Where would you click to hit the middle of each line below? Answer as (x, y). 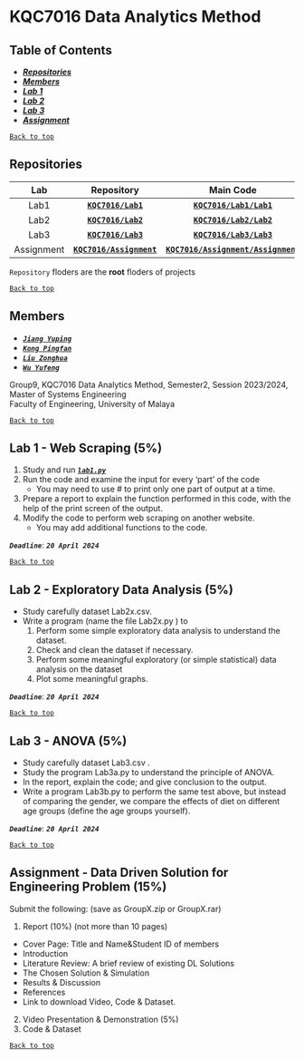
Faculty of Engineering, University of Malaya (92, 403)
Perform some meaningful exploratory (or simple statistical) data (157, 660)
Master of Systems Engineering (68, 394)
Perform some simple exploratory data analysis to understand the (158, 631)
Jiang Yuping (47, 339)
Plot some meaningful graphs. (92, 679)
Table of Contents (61, 50)
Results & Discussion (62, 982)
